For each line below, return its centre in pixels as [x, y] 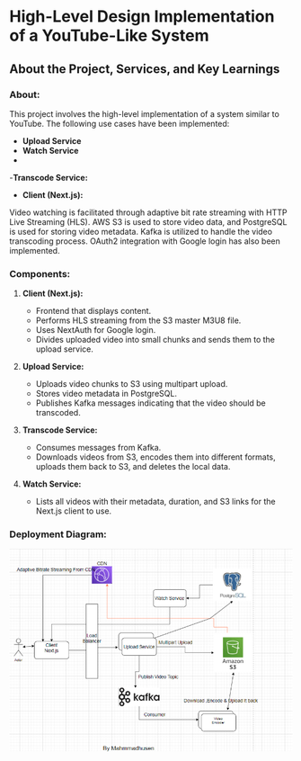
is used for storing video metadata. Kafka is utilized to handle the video [141, 231]
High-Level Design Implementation [142, 17]
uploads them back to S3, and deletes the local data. [133, 467]
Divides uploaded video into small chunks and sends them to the [155, 340]
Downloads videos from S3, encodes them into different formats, [155, 457]
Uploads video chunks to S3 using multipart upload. [132, 384]
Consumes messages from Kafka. [98, 448]
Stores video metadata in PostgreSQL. [106, 394]
